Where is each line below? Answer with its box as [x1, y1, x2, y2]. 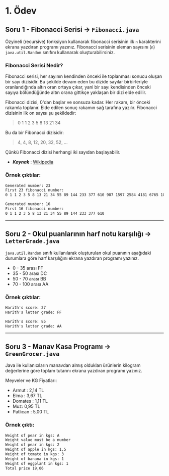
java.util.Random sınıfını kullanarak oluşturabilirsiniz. [5, 50, 115, 55]
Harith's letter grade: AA [5, 323, 62, 328]
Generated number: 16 [5, 202, 51, 207]
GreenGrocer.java [5, 350, 59, 357]
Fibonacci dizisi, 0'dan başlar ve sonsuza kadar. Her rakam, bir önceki [5, 99, 150, 106]
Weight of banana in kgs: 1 [5, 456, 64, 461]
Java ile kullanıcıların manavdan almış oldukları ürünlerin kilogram [5, 362, 141, 368]
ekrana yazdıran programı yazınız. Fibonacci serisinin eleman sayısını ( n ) [5, 44, 155, 50]
